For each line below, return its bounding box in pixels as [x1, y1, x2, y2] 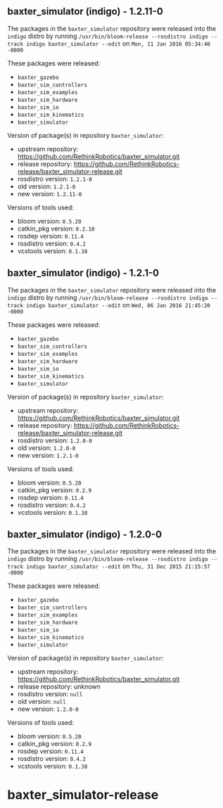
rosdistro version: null [17, 690, 83, 698]
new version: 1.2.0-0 [17, 705, 79, 713]
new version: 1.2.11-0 [17, 189, 82, 198]
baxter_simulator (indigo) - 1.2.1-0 [7, 267, 160, 279]
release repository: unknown [17, 682, 101, 691]
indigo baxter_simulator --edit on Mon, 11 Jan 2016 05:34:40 [25, 39, 211, 48]
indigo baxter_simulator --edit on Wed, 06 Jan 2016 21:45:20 [25, 300, 211, 309]
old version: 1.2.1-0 [17, 182, 76, 191]
